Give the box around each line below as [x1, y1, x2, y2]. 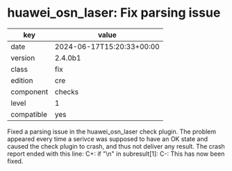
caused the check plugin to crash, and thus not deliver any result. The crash [7, 142, 226, 150]
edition [10, 75, 33, 85]
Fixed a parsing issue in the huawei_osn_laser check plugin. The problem [7, 127, 217, 136]
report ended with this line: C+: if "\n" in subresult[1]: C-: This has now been [7, 149, 225, 158]
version [10, 53, 35, 63]
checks [54, 87, 78, 97]
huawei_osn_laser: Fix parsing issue [7, 5, 221, 21]
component [10, 87, 49, 97]
